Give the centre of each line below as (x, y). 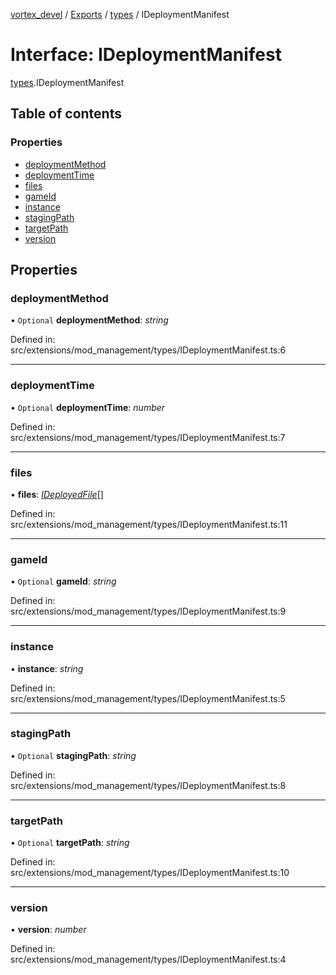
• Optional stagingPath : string (73, 755)
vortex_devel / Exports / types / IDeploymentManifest (120, 14)
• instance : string (47, 668)
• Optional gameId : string (63, 581)
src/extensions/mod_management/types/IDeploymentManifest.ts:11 (149, 524)
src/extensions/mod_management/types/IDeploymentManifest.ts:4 (148, 960)
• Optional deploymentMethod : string (89, 320)
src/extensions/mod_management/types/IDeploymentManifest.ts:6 (148, 350)
